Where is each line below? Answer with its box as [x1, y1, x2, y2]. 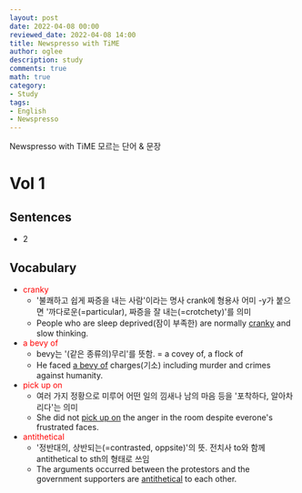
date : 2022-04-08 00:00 [9, 22, 100, 31]
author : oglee [9, 47, 64, 56]
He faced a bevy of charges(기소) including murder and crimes [35, 359, 271, 370]
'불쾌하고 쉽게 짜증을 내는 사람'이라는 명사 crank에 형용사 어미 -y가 [35, 295, 275, 306]
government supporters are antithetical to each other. [35, 473, 237, 484]
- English [9, 106, 47, 116]
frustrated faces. [35, 421, 99, 432]
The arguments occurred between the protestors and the [35, 463, 250, 474]
